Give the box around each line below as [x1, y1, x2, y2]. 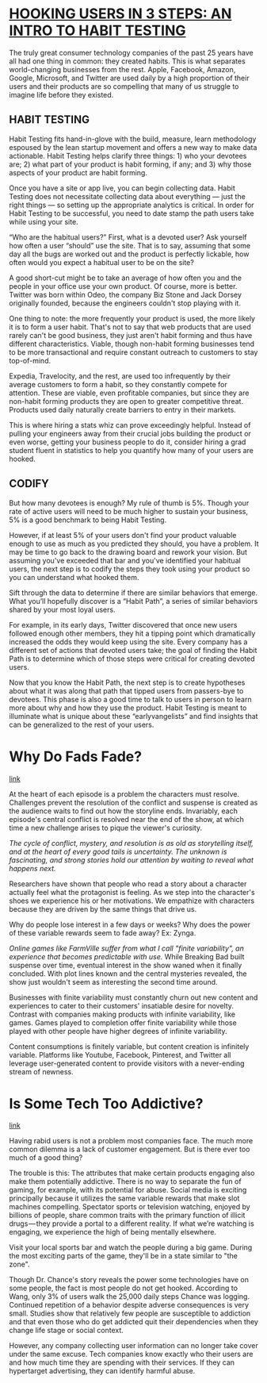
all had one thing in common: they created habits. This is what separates [9, 56, 246, 66]
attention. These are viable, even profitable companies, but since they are [9, 388, 250, 398]
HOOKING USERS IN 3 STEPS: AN [9, 5, 232, 23]
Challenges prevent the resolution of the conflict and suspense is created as [9, 797, 258, 807]
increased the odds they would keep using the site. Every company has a [9, 636, 248, 647]
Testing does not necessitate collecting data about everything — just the [9, 191, 246, 201]
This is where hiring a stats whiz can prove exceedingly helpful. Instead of [9, 420, 251, 429]
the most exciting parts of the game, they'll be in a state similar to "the [9, 1251, 238, 1261]
